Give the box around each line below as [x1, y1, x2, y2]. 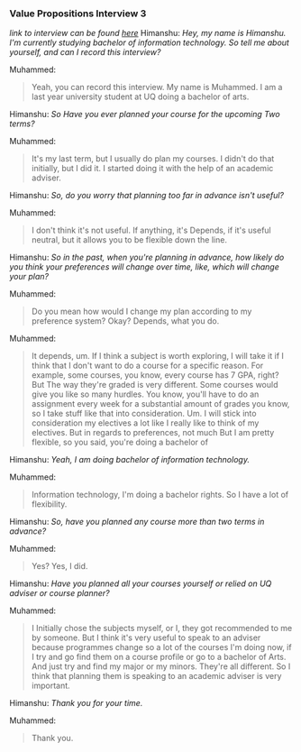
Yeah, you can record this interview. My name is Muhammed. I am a [31, 82, 283, 93]
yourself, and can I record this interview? [9, 47, 161, 58]
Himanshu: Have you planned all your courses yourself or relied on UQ [9, 578, 272, 589]
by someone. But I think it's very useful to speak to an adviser [31, 632, 261, 643]
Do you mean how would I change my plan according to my [31, 306, 252, 317]
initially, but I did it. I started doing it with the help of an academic [31, 163, 274, 174]
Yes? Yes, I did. [31, 561, 88, 572]
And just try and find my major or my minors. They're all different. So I [31, 661, 291, 672]
